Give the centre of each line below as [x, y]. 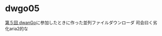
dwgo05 [23, 9]
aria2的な [19, 28]
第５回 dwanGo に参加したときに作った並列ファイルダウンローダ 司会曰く [79, 22]
